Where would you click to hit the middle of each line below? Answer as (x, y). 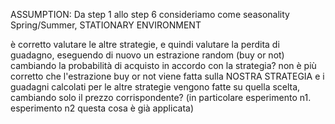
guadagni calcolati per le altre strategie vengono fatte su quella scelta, (155, 87)
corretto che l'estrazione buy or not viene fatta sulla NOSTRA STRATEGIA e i (167, 76)
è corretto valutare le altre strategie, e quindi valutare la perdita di (145, 44)
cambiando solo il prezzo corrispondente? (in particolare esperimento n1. (161, 97)
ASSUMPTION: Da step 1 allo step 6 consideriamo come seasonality (150, 14)
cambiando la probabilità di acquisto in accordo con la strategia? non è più (163, 65)
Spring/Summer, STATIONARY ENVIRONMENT (106, 25)
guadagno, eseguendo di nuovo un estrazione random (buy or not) (147, 55)
